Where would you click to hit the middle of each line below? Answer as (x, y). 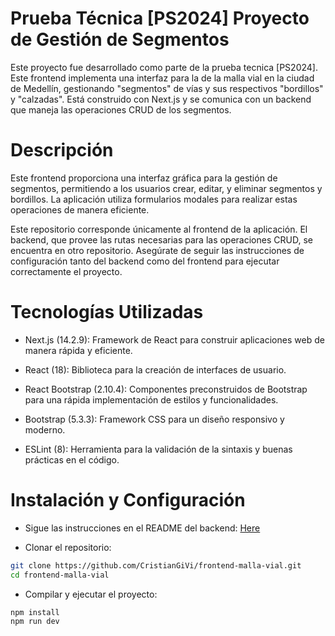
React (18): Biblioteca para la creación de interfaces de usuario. (155, 369)
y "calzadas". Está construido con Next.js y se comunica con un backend (161, 99)
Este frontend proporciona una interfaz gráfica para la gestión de (144, 178)
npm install (35, 612)
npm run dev (35, 622)
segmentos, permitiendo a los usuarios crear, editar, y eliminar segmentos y (166, 188)
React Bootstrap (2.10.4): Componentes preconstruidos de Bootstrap (166, 389)
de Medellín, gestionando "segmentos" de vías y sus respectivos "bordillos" (167, 88)
